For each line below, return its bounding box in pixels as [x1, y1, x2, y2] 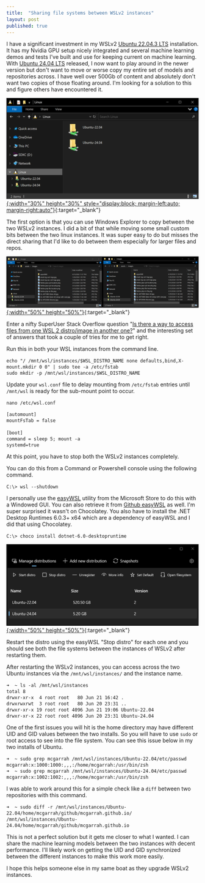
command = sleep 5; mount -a [6, 436, 81, 442]
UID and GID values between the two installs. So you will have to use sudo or [6, 731, 198, 738]
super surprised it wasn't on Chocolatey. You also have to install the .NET [6, 508, 191, 515]
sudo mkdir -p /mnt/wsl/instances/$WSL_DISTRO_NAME [6, 370, 140, 377]
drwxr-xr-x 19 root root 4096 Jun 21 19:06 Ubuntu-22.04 [6, 707, 154, 713]
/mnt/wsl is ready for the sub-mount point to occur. [6, 388, 135, 395]
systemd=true [6, 442, 40, 448]
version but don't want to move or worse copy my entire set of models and [6, 66, 194, 73]
